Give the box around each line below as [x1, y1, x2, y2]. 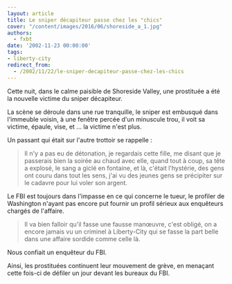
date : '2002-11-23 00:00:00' [7, 42, 91, 49]
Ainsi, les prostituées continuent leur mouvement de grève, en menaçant [7, 261, 215, 269]
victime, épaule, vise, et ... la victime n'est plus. [7, 122, 142, 131]
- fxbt [13, 36, 33, 43]
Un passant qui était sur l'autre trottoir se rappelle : [7, 135, 152, 144]
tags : [7, 49, 23, 56]
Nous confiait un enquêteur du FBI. [7, 248, 107, 256]
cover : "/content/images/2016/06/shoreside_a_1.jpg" [7, 23, 163, 30]
